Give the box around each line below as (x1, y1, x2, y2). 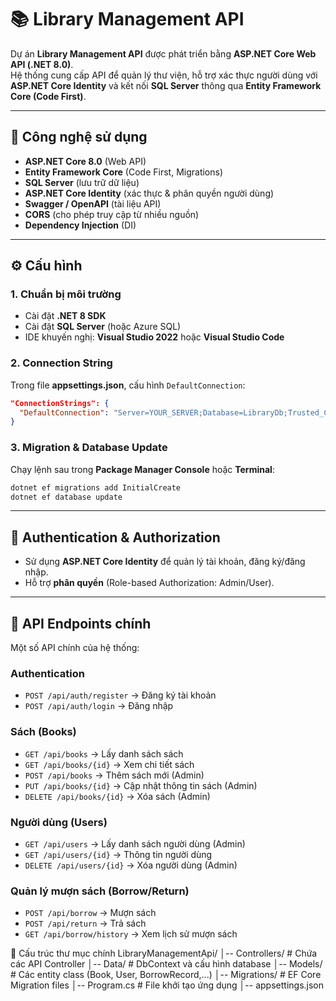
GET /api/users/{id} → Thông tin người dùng (24, 848, 213, 860)
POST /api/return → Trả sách (24, 917, 147, 930)
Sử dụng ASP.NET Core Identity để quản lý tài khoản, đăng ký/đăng (24, 556, 306, 568)
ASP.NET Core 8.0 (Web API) (24, 155, 147, 167)
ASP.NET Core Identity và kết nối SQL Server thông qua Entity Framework (10, 79, 322, 91)
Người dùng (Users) (10, 815, 108, 829)
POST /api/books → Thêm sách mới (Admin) (24, 769, 205, 781)
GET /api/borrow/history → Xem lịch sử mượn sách (24, 928, 238, 940)
